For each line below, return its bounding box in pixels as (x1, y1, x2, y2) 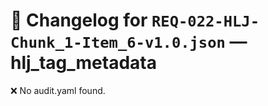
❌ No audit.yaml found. (10, 84, 106, 96)
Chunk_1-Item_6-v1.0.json (10, 34, 226, 53)
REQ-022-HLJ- (151, 12, 260, 31)
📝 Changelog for (10, 9, 148, 32)
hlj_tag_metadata (10, 52, 157, 74)
